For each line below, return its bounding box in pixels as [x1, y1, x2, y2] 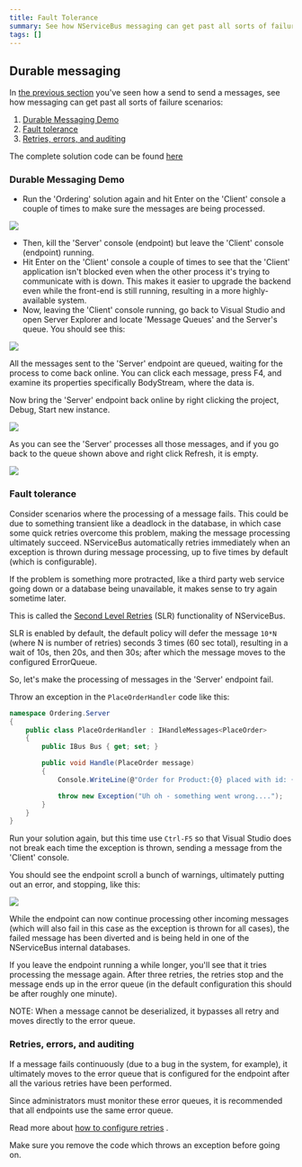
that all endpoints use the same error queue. [9, 1105, 173, 1116]
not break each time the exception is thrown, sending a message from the [9, 843, 283, 853]
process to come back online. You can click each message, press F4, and [9, 368, 282, 378]
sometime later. [9, 592, 67, 604]
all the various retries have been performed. [9, 1078, 173, 1089]
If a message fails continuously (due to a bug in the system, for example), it [9, 1058, 288, 1069]
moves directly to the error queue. [9, 1016, 136, 1026]
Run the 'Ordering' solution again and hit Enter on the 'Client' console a [22, 194, 286, 205]
